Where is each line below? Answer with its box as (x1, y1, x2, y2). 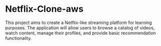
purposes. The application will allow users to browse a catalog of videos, (5, 24, 155, 30)
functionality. (5, 35, 32, 41)
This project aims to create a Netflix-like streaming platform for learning (5, 20, 152, 25)
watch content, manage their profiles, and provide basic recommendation (5, 30, 156, 36)
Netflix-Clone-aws (5, 3, 84, 15)
